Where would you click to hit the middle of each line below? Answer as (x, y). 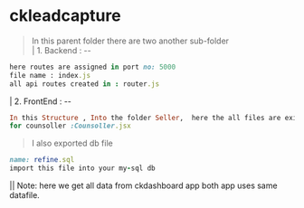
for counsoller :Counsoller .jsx (70, 126)
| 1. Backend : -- (62, 50)
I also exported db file (72, 143)
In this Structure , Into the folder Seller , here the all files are (145, 118)
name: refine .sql (42, 160)
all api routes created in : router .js (85, 84)
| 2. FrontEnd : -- (41, 101)
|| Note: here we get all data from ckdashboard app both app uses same (143, 185)
